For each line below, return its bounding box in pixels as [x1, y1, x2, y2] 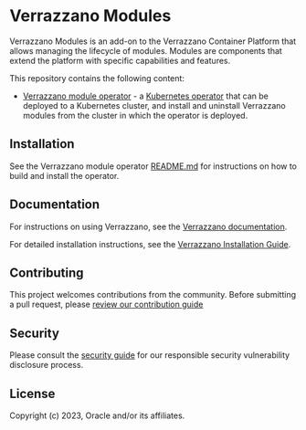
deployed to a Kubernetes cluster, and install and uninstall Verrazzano [22, 100, 286, 110]
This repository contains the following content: [9, 72, 185, 83]
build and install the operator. [9, 170, 120, 181]
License [9, 385, 56, 402]
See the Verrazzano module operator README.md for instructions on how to [9, 161, 298, 172]
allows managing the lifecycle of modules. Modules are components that [9, 45, 283, 56]
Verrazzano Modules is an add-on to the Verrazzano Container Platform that [9, 36, 297, 47]
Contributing [9, 265, 84, 280]
